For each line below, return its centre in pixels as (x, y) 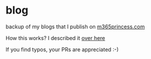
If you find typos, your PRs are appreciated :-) (62, 49)
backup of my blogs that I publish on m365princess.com (75, 27)
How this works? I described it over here (55, 38)
